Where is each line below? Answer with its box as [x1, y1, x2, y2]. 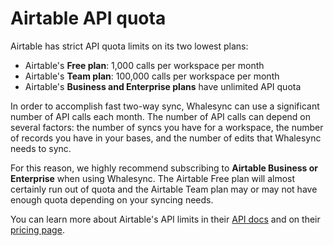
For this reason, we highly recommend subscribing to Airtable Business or [10, 162, 319, 174]
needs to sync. [10, 142, 72, 154]
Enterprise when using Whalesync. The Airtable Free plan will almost [10, 172, 296, 184]
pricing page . [10, 223, 65, 236]
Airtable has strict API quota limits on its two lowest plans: [10, 40, 249, 52]
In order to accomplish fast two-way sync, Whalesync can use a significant [10, 100, 320, 112]
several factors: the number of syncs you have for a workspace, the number [10, 121, 324, 133]
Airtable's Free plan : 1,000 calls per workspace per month [24, 59, 265, 71]
